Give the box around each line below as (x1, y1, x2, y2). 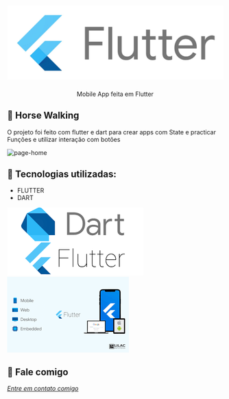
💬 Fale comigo (7, 366, 69, 378)
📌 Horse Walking (7, 110, 80, 121)
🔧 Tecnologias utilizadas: (7, 168, 117, 180)
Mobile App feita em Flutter (76, 90, 154, 98)
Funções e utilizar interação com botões (7, 135, 121, 143)
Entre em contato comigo (7, 385, 79, 393)
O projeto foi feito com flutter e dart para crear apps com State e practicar (7, 128, 216, 136)
